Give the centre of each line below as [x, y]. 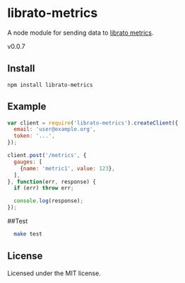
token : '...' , [34, 136]
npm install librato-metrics [50, 85]
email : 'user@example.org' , [55, 129]
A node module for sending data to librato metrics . [80, 33]
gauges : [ [28, 162]
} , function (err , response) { [52, 182]
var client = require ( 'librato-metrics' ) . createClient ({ [93, 123]
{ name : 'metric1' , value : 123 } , [67, 168]
